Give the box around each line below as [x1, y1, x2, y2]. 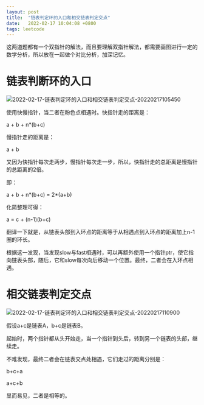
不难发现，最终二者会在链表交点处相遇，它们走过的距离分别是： [6, 356, 166, 363]
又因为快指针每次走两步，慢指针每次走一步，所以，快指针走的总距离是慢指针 [6, 158, 198, 166]
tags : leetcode [6, 26, 45, 32]
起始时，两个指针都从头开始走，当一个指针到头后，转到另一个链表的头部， [6, 335, 192, 342]
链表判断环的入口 [6, 74, 92, 88]
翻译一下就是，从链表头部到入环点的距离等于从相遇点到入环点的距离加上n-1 [6, 228, 195, 236]
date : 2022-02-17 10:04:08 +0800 [6, 20, 97, 26]
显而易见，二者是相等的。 [6, 392, 70, 400]
